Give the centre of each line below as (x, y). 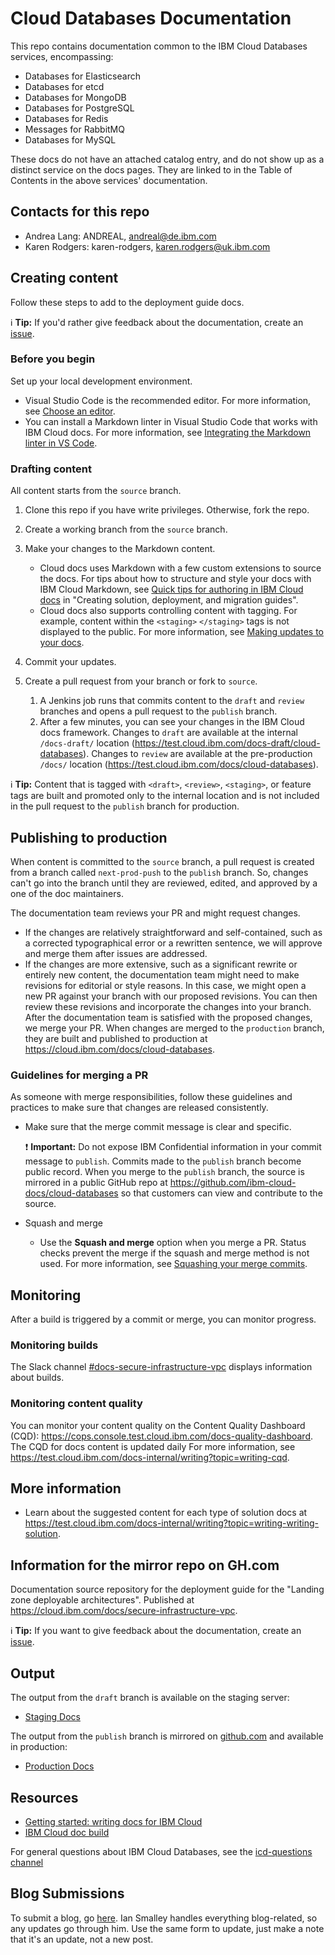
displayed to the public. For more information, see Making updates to (181, 632)
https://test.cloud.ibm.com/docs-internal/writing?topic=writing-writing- (172, 1523)
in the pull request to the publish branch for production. (125, 806)
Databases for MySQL (70, 139)
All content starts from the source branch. (96, 491)
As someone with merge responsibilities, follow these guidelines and (151, 1097)
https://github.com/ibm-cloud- (233, 1183)
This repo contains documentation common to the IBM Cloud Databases (159, 46)
